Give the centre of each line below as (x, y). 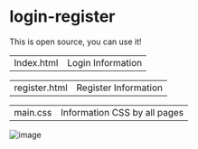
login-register (62, 17)
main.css (33, 112)
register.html (41, 88)
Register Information (120, 88)
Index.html (36, 62)
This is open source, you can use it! (75, 42)
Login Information (105, 62)
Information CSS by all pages (122, 112)
